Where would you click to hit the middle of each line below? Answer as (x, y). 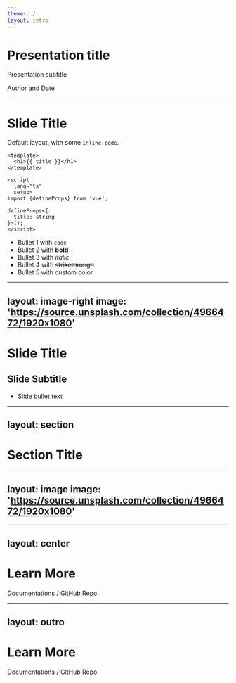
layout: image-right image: (67, 301)
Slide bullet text (40, 396)
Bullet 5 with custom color (55, 272)
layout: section (41, 425)
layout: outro (36, 622)
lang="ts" (28, 186)
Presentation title (59, 55)
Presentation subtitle (37, 75)
